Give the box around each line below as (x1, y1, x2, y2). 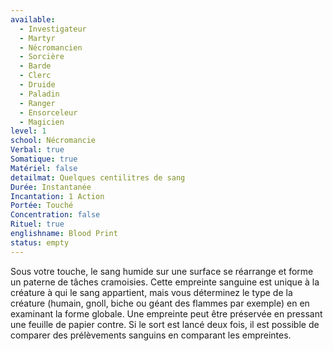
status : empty (10, 237, 70, 248)
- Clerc (19, 71, 52, 81)
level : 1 (10, 126, 47, 136)
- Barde (19, 61, 52, 71)
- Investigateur (19, 24, 87, 34)
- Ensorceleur (19, 107, 78, 118)
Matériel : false (10, 163, 78, 173)
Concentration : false (10, 210, 101, 220)
